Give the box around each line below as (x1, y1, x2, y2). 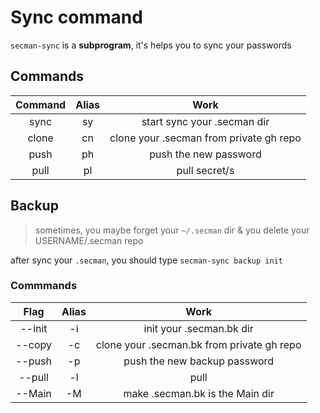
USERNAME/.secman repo (34, 234, 144, 246)
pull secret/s (176, 163, 235, 177)
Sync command (10, 6, 143, 29)
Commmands (10, 279, 78, 293)
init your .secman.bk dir (143, 321, 254, 335)
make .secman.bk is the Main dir (123, 386, 275, 400)
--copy (15, 337, 52, 351)
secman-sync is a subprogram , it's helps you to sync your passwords (10, 39, 292, 51)
